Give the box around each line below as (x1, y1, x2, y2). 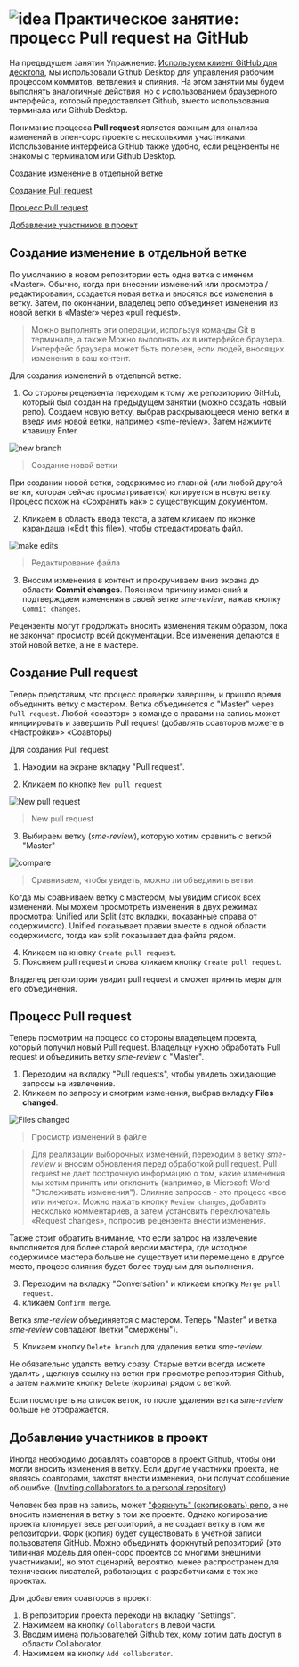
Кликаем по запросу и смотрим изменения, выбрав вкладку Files (21, 1088, 274, 1099)
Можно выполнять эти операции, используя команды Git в (30, 324, 255, 334)
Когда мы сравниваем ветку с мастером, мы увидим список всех (9, 892, 261, 903)
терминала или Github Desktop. (9, 104, 128, 115)
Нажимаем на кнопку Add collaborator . (21, 1648, 174, 1659)
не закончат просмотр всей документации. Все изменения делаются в (9, 630, 280, 640)
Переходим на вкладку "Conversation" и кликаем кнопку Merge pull (21, 1278, 281, 1289)
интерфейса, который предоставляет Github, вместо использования (9, 95, 270, 106)
